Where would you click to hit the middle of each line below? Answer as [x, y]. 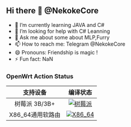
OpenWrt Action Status [40, 76]
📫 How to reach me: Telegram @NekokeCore [70, 44]
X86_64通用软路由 [35, 115]
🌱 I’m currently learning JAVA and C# [59, 25]
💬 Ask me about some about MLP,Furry [62, 37]
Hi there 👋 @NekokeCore [52, 11]
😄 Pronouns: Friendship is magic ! [56, 52]
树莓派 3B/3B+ [35, 104]
